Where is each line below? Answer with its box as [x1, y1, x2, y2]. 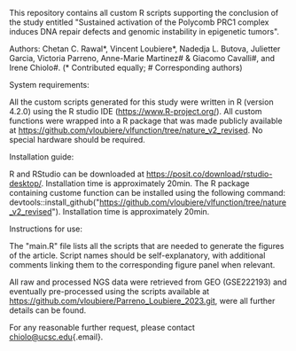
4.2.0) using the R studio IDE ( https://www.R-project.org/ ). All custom [9, 106, 263, 116]
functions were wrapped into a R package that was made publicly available [9, 115, 283, 126]
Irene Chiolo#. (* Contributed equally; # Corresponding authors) [9, 62, 243, 73]
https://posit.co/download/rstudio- [145, 168, 273, 179]
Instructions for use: [9, 223, 82, 234]
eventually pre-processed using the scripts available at [9, 286, 210, 296]
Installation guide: [9, 152, 74, 162]
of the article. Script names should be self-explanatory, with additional [9, 250, 266, 261]
